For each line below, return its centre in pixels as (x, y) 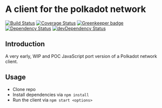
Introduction (25, 44)
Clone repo (24, 89)
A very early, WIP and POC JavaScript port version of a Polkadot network (81, 56)
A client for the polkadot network (76, 9)
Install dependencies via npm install (51, 94)
